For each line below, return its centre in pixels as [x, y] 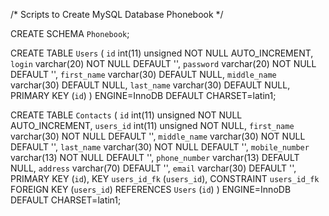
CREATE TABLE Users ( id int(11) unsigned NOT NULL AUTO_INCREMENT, [162, 53]
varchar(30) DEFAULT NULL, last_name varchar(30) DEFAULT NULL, [150, 85]
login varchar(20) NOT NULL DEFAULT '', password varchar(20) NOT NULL [163, 63]
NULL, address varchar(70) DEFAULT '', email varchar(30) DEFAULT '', [153, 168]
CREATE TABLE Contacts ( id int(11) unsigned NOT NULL [126, 115]
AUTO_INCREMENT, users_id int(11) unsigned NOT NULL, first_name [152, 125]
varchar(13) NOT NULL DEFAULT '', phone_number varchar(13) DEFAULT [155, 157]
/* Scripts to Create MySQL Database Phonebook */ [117, 14]
